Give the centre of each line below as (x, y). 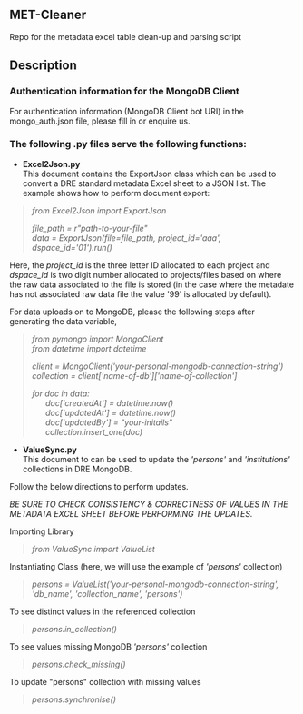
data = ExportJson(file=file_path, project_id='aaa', (126, 238)
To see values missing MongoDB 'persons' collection (108, 646)
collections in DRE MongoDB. (77, 469)
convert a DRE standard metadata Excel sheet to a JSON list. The (144, 183)
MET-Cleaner (48, 15)
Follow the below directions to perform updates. (99, 486)
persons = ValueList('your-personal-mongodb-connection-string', (155, 584)
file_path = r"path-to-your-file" (89, 228)
